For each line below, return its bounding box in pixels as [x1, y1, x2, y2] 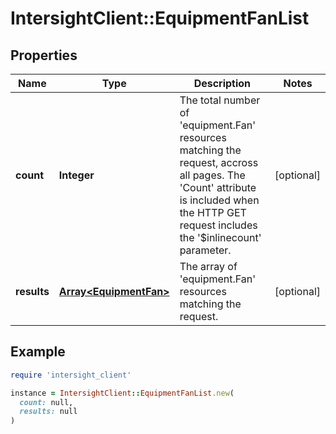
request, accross [179, 156, 259, 169]
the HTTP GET [179, 206, 247, 219]
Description [193, 77, 252, 90]
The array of [179, 260, 238, 273]
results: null [19, 407, 78, 417]
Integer [58, 168, 95, 182]
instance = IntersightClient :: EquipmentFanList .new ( [10, 388, 235, 398]
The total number [179, 93, 261, 107]
